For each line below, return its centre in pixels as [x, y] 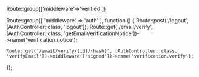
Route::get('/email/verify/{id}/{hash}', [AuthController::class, [92, 51]
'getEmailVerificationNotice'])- [101, 33]
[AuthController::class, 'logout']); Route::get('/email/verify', [80, 27]
